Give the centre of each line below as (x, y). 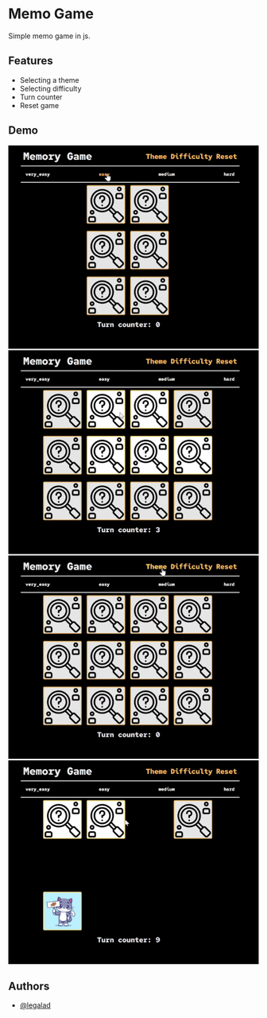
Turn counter (41, 97)
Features (31, 61)
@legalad (35, 1005)
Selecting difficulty (50, 88)
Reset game (39, 105)
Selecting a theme (49, 80)
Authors (29, 986)
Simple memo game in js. (49, 36)
